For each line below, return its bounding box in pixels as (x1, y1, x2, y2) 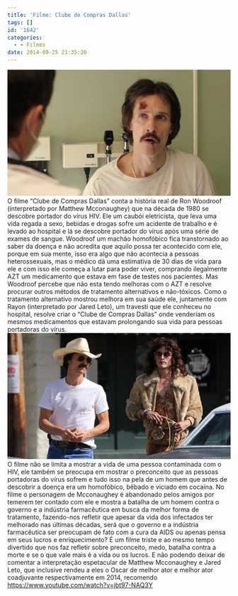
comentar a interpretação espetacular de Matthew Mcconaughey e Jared (7, 558, 222, 566)
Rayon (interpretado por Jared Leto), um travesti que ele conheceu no (7, 302, 212, 310)
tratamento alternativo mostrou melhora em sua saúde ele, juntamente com (7, 295, 227, 303)
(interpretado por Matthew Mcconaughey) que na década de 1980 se (7, 204, 209, 212)
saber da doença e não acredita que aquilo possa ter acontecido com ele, (7, 242, 222, 250)
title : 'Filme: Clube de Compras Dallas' (7, 11, 132, 18)
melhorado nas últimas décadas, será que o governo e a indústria (7, 520, 199, 529)
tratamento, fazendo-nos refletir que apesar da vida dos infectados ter (7, 512, 214, 521)
